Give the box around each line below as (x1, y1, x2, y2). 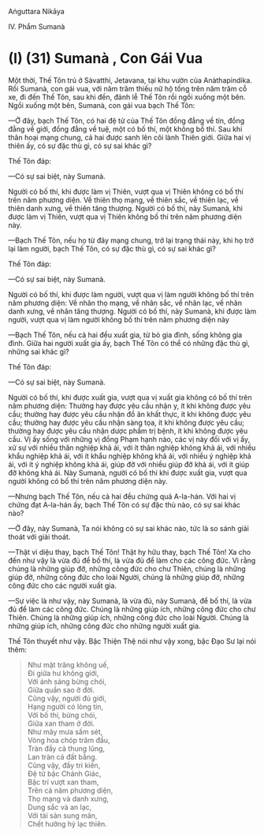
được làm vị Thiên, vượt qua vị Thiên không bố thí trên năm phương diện (8, 212, 242, 221)
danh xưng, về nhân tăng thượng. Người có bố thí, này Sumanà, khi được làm (8, 307, 257, 316)
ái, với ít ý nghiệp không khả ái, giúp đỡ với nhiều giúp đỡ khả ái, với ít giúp (8, 459, 250, 469)
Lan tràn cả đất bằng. (27, 752, 98, 761)
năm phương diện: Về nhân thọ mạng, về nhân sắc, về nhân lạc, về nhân (8, 298, 243, 307)
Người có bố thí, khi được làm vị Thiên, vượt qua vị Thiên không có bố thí (8, 187, 244, 196)
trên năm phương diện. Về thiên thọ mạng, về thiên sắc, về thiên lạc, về (8, 195, 239, 204)
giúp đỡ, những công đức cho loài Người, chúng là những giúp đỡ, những (8, 572, 245, 581)
